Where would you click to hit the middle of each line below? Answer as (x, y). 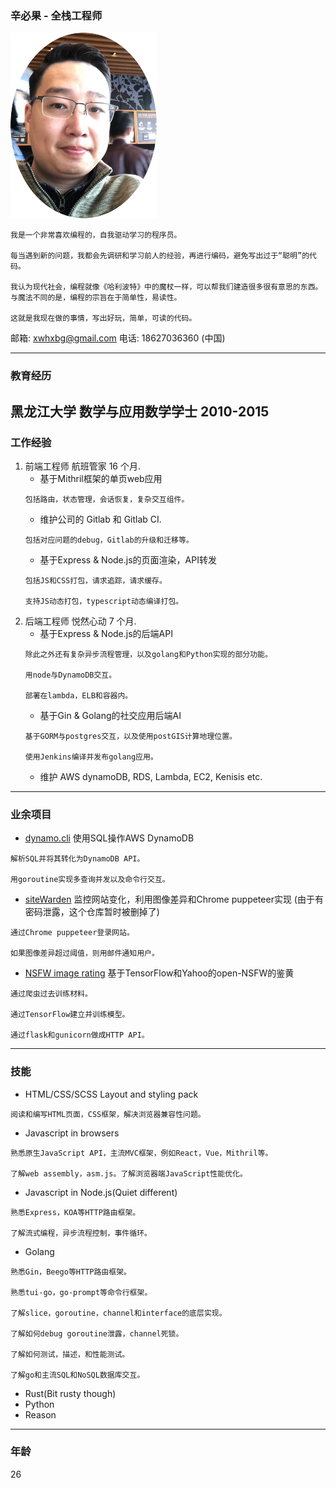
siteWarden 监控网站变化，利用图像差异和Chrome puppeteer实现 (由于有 (174, 899)
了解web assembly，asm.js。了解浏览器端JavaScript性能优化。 (129, 1173)
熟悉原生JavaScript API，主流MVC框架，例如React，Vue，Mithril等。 (141, 1153)
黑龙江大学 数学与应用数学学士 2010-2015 (140, 411)
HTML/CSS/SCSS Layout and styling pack (111, 1094)
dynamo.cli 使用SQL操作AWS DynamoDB (109, 838)
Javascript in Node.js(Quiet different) (101, 1192)
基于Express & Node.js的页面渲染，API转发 (128, 559)
